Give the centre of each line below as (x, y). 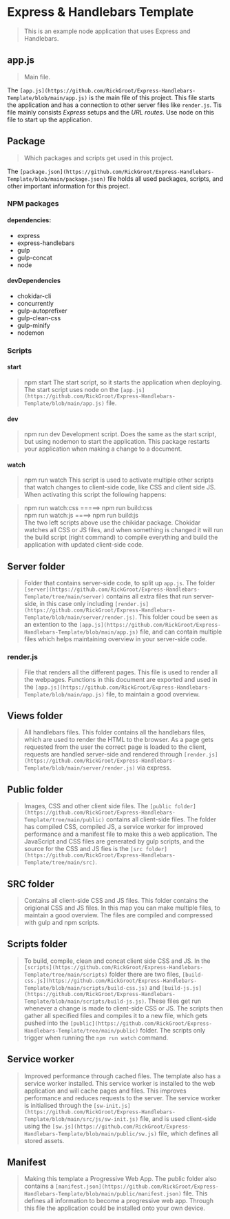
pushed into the (46, 1023)
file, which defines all (188, 1133)
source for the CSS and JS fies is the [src (83, 849)
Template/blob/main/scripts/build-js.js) (84, 1002)
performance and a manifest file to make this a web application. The (121, 834)
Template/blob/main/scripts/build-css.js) (86, 988)
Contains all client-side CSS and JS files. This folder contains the (116, 900)
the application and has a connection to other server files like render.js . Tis (115, 105)
